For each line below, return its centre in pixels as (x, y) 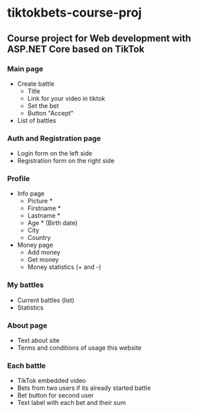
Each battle (27, 366)
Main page (25, 68)
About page (27, 325)
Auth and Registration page (54, 138)
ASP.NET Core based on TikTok (76, 49)
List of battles (37, 120)
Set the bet (43, 106)
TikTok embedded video (51, 381)
